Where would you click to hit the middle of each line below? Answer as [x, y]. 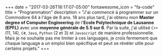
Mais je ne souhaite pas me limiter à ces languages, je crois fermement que [81, 38]
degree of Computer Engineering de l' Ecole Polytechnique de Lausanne [80, 22]
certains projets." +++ [27, 48]
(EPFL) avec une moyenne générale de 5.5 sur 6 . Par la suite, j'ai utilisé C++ [81, 28]
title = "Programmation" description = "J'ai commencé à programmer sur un [82, 12]
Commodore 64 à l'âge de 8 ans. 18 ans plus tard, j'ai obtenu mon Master [80, 17]
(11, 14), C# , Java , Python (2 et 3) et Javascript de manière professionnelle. [80, 33]
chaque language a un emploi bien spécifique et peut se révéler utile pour [80, 43]
